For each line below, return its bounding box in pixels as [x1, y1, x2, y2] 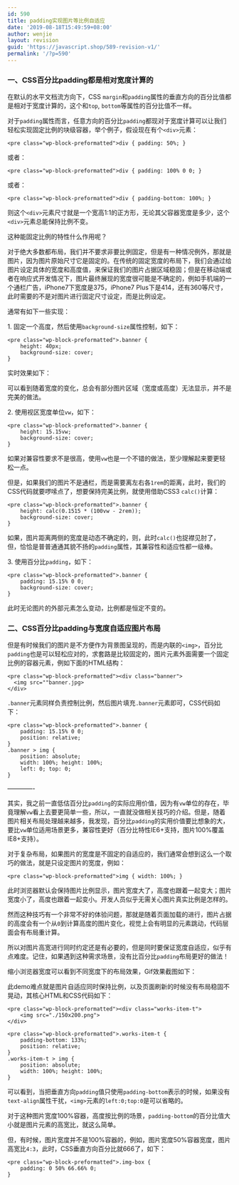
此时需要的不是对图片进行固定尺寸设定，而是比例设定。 [7, 292, 169, 301]
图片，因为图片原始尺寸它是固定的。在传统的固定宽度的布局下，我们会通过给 [7, 257, 232, 265]
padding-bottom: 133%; [20, 1037, 87, 1044]
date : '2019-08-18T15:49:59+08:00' [7, 24, 113, 31]
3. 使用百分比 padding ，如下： [7, 557, 94, 566]
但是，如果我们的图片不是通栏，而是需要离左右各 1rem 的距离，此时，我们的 [7, 478, 226, 487]
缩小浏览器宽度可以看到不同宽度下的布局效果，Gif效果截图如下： [7, 967, 197, 976]
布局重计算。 [26, 928, 64, 937]
